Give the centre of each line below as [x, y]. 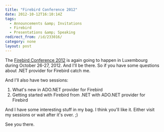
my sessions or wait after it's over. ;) [42, 115]
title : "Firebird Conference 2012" [41, 10]
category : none [21, 42]
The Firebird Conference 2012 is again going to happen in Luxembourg [76, 60]
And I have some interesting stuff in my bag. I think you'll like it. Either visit [80, 109]
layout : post [18, 46]
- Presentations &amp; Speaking [43, 32]
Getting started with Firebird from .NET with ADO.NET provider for [79, 95]
